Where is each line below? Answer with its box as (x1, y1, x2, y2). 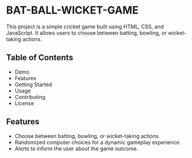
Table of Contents (6, 52, 74, 62)
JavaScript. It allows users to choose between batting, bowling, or (6, 29, 167, 36)
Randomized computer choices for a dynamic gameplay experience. (14, 139, 181, 146)
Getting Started (14, 81, 52, 88)
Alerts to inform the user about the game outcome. (14, 145, 138, 152)
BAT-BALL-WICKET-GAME (6, 4, 139, 17)
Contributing (14, 93, 45, 100)
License (14, 100, 34, 107)
